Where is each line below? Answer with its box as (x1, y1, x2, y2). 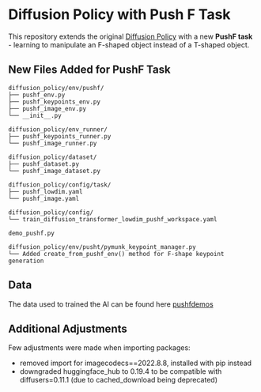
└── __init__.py (8, 111, 62, 119)
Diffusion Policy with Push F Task (8, 6, 231, 24)
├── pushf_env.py (8, 91, 66, 99)
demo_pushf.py (8, 229, 55, 237)
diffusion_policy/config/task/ (8, 180, 112, 189)
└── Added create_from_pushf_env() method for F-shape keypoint (8, 250, 225, 258)
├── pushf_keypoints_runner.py (8, 132, 112, 140)
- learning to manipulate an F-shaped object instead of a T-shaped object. (8, 40, 250, 49)
